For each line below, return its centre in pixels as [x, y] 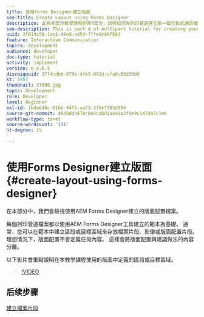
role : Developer [27, 96]
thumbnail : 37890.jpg [34, 85]
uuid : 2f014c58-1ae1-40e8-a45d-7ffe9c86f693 [63, 35]
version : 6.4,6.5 [28, 68]
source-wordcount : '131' [38, 125]
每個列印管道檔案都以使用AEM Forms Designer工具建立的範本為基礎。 [94, 224]
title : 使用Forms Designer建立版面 [49, 12]
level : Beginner [27, 102]
